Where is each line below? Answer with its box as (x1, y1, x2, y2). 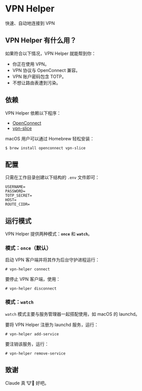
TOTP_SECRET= (5, 193, 32, 198)
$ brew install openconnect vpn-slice (5, 145, 86, 150)
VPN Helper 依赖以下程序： (5, 110, 61, 116)
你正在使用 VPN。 (12, 61, 49, 67)
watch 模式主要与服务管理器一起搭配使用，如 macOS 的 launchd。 (5, 311, 141, 317)
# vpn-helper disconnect (5, 286, 57, 291)
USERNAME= (5, 184, 26, 190)
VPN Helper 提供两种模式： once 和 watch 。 (5, 231, 93, 237)
